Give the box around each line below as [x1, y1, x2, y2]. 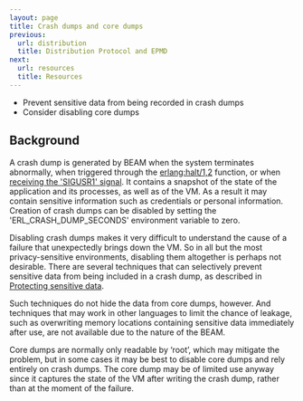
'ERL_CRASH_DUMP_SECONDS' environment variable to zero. [9, 215, 241, 225]
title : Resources [17, 72, 83, 81]
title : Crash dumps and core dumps [9, 22, 144, 31]
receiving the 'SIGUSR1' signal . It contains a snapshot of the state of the [9, 176, 278, 186]
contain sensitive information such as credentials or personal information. [9, 196, 283, 206]
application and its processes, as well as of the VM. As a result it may [9, 186, 268, 196]
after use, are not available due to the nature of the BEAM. [9, 327, 226, 338]
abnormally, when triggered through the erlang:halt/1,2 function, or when [9, 167, 281, 177]
